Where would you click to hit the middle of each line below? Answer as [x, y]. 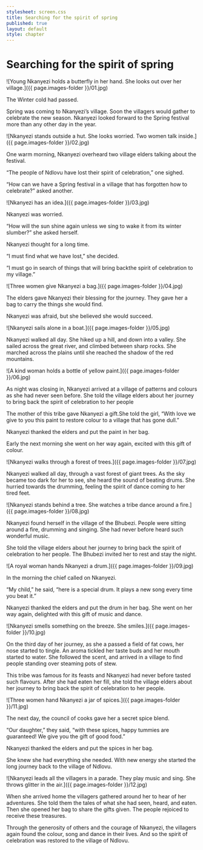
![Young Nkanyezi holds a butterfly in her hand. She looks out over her [94, 81]
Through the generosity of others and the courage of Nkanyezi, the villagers [101, 828]
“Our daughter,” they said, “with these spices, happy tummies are [88, 730]
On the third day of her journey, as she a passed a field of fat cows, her [95, 644]
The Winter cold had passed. [42, 100]
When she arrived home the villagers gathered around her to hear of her [96, 797]
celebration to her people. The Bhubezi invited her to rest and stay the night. [101, 554]
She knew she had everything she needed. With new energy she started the [101, 760]
